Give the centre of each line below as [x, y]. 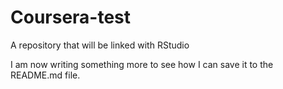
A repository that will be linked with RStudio [100, 45]
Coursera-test [71, 17]
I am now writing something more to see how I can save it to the [142, 64]
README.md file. [45, 75]
